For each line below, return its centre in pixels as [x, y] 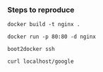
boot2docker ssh [31, 49]
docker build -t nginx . [44, 25]
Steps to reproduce [41, 10]
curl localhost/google [41, 61]
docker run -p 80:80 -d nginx [52, 37]
